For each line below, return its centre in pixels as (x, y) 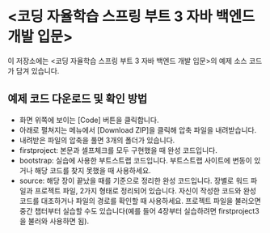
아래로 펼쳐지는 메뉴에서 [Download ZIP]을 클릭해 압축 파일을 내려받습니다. (138, 129)
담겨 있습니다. (38, 70)
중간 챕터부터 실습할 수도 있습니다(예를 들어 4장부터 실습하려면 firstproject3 (139, 210)
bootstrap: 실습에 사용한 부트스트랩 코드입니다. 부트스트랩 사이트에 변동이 (135, 160)
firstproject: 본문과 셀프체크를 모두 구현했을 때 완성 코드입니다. (118, 150)
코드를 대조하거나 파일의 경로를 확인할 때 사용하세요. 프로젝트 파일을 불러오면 (140, 201)
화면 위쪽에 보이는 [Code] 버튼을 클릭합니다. (89, 120)
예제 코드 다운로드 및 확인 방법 (78, 99)
